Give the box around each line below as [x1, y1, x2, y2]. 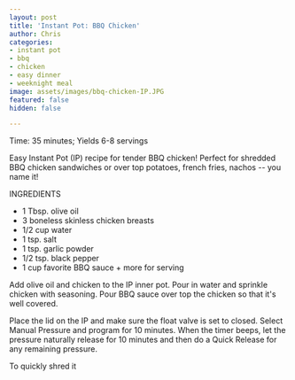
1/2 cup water [21, 225, 73, 236]
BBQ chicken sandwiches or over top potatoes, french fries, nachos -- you [9, 162, 282, 173]
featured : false [9, 95, 69, 105]
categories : [9, 37, 53, 47]
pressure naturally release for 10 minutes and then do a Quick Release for [9, 334, 277, 345]
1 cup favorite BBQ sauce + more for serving [21, 262, 184, 273]
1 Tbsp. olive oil [21, 206, 80, 217]
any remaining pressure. [9, 344, 97, 354]
